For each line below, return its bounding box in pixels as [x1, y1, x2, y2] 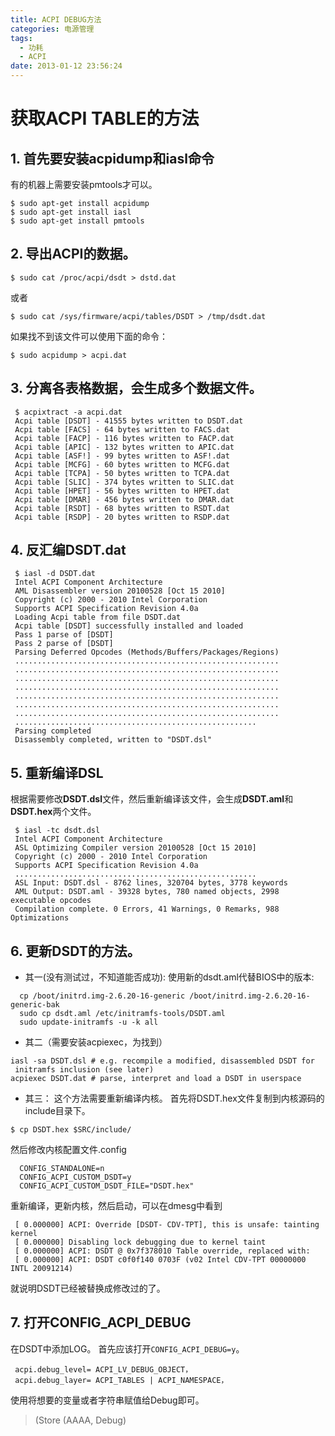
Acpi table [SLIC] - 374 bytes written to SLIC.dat [14, 477, 235, 487]
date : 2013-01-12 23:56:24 [10, 61, 123, 71]
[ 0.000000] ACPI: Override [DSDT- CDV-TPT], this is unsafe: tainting [14, 1220, 320, 1230]
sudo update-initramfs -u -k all [19, 1017, 159, 1028]
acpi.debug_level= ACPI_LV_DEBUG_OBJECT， [14, 1364, 193, 1375]
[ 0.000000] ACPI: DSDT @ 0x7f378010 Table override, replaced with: [14, 1246, 311, 1256]
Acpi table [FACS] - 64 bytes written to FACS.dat [14, 424, 230, 435]
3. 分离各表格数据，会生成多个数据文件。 [10, 380, 263, 397]
